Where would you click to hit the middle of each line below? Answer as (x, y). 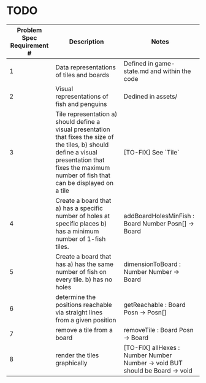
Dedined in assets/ (151, 96)
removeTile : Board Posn (159, 330)
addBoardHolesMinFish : (159, 216)
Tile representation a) (86, 114)
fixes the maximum (83, 167)
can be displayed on (85, 183)
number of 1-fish (81, 238)
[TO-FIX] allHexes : (152, 347)
